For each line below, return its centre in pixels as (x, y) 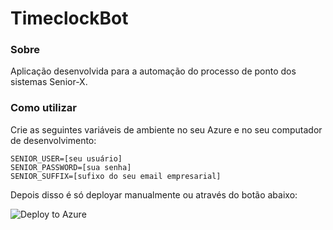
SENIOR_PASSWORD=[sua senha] (71, 167)
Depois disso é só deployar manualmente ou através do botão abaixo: (154, 194)
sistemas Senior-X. (49, 82)
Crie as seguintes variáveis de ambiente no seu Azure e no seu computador (166, 129)
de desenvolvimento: (53, 140)
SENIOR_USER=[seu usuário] (66, 158)
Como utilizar (43, 108)
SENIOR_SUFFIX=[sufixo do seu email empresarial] (116, 176)
